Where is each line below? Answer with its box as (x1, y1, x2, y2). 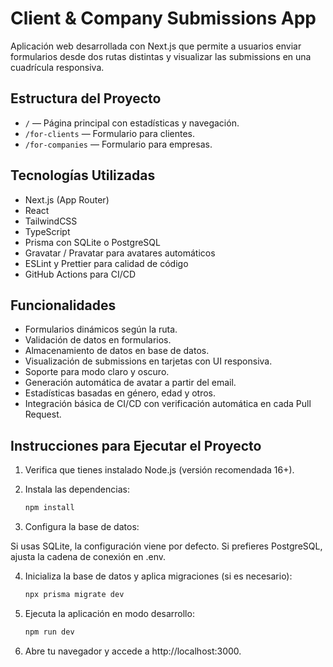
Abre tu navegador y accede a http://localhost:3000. (24, 645, 242, 657)
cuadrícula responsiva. (10, 61, 105, 73)
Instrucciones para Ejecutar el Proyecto (10, 437, 262, 454)
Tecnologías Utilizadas (10, 167, 156, 184)
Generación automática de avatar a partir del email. (24, 377, 237, 389)
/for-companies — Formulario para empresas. (24, 138, 213, 150)
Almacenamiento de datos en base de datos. (24, 345, 210, 357)
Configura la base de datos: (24, 521, 140, 533)
